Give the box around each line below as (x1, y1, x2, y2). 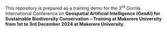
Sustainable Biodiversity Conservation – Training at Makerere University (5, 15, 162, 21)
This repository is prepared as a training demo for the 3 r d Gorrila (5, 4, 141, 11)
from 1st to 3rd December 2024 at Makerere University (5, 21, 124, 27)
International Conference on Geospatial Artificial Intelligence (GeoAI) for (5, 10, 160, 16)
